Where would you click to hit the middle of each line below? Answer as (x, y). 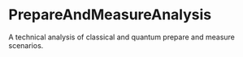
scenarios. (26, 45)
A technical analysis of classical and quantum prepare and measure (122, 37)
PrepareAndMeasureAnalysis (110, 15)
